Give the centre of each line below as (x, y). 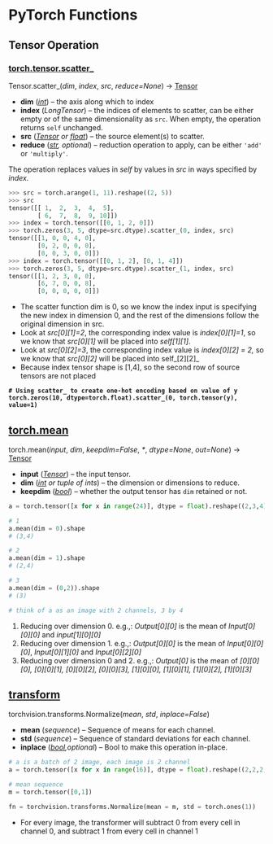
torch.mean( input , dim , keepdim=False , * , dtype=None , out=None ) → (125, 449)
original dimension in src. (62, 324)
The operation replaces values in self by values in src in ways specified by (133, 169)
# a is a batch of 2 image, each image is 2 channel (100, 763)
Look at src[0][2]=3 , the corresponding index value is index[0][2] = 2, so (142, 350)
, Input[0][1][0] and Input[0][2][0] (86, 652)
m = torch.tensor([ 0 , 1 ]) (50, 792)
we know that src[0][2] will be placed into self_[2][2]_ (110, 359)
